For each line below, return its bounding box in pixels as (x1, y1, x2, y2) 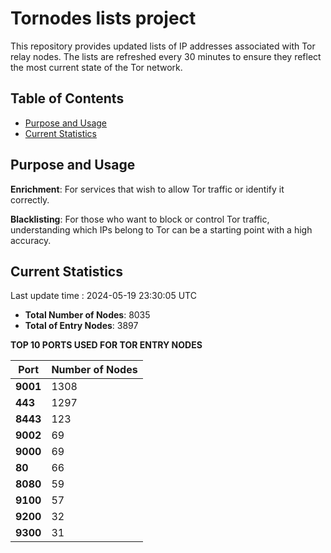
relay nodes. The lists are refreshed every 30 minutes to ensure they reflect (10, 50, 322, 62)
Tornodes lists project (10, 7, 197, 30)
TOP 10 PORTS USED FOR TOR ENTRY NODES (10, 339, 203, 351)
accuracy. (10, 234, 52, 246)
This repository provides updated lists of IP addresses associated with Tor (10, 40, 316, 52)
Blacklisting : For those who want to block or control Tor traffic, (10, 213, 270, 225)
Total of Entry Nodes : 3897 (24, 320, 139, 332)
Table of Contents (10, 90, 125, 107)
